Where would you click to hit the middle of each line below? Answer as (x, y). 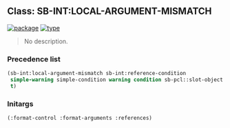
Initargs (20, 104)
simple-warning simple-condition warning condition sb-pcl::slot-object (117, 79)
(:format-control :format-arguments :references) (80, 118)
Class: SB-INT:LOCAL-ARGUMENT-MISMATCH (109, 11)
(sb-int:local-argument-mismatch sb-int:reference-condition (97, 74)
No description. (46, 41)
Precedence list (34, 59)
